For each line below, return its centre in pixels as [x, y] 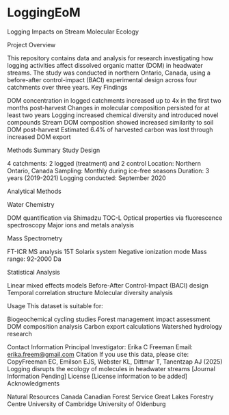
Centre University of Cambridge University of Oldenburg [86, 404]
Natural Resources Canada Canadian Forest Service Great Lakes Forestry [110, 397]
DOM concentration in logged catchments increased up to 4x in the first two [114, 100]
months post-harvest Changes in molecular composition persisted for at [108, 108]
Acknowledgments [33, 383]
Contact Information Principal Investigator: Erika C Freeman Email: [100, 347]
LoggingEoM [44, 13]
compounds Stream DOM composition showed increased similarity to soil [110, 122]
